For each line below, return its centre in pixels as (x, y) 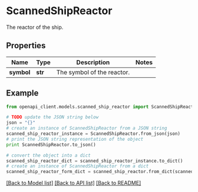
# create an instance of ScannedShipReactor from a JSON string (87, 128)
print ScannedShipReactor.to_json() (51, 145)
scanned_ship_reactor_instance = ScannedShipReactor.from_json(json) (93, 134)
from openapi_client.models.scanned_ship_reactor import (77, 107)
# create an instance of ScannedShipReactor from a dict (77, 166)
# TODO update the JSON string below (52, 117)
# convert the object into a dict (49, 155)
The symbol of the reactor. (93, 72)
